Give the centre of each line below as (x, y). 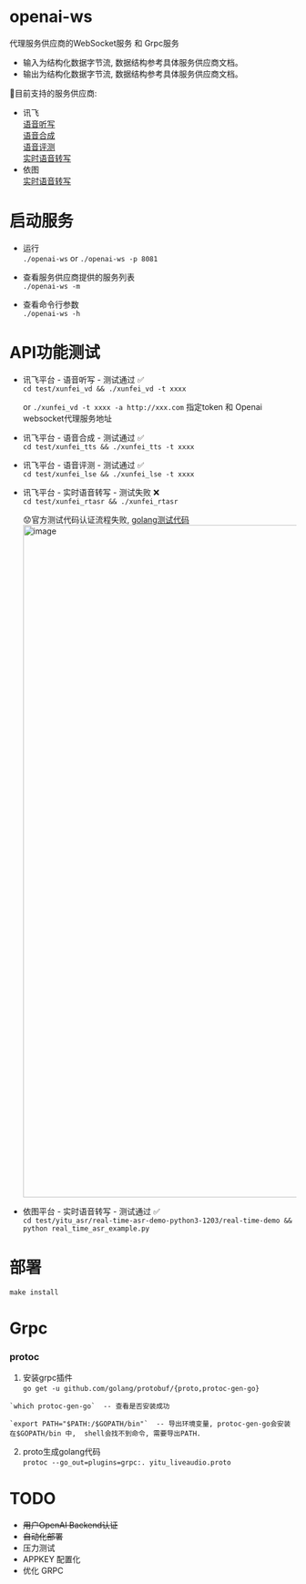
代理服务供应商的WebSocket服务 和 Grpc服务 (94, 43)
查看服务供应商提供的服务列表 (78, 277)
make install (34, 1292)
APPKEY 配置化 (51, 1559)
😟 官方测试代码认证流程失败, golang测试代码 (106, 519)
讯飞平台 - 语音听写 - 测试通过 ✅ (83, 379)
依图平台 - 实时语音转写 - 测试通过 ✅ (92, 1211)
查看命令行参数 (51, 304)
